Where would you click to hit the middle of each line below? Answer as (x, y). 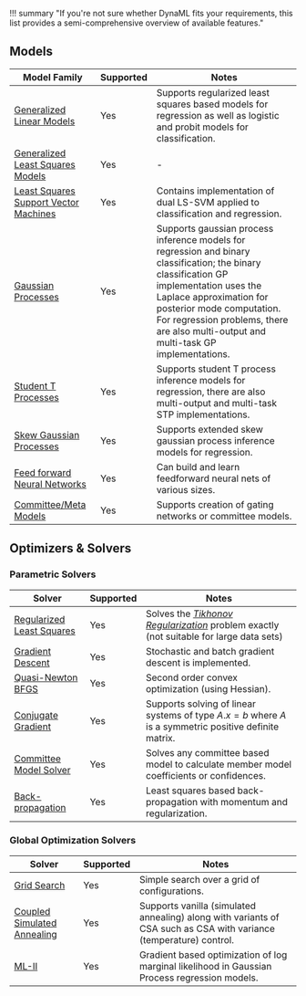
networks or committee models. (224, 516)
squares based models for (212, 104)
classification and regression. (219, 214)
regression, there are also (211, 392)
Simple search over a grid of (200, 879)
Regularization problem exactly (212, 624)
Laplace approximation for (212, 297)
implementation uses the (209, 285)
